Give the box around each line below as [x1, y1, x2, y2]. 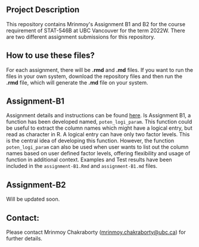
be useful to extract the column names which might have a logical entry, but [6, 124, 192, 132]
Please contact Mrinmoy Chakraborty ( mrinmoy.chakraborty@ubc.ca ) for [6, 229, 186, 236]
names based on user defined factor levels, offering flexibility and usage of [6, 150, 191, 157]
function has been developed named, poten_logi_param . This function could [6, 118, 192, 126]
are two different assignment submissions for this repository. [6, 33, 156, 40]
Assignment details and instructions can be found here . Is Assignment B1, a [6, 112, 191, 119]
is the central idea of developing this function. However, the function [6, 137, 175, 145]
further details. [6, 235, 43, 242]
